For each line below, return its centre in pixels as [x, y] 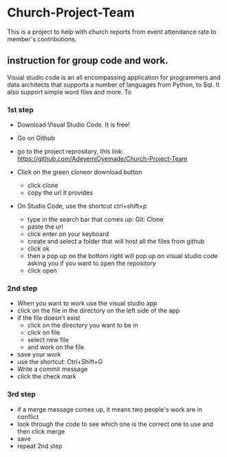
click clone [43, 185]
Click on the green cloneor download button [79, 172]
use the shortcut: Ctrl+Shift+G [60, 362]
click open [42, 270]
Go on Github [36, 138]
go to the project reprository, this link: [70, 151]
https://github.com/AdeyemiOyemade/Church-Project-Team [102, 159]
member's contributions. [42, 39]
